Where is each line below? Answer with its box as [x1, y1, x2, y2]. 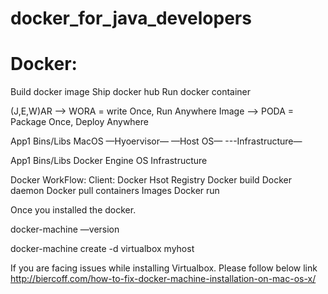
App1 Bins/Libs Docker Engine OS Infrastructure [10, 155, 208, 167]
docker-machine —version [10, 223, 120, 236]
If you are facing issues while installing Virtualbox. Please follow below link [10, 262, 318, 274]
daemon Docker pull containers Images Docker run [10, 185, 220, 197]
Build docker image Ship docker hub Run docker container [10, 86, 252, 98]
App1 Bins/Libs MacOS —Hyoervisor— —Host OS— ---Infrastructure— [10, 135, 303, 147]
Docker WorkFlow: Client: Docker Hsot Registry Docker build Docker [10, 174, 292, 186]
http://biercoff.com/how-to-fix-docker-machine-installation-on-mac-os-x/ [10, 273, 317, 285]
